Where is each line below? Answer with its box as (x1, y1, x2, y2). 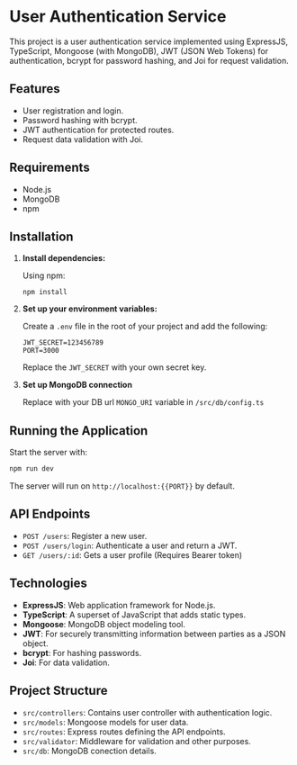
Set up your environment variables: (22, 303, 157, 314)
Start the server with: (9, 447, 88, 458)
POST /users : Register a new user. (22, 530, 148, 541)
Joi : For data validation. (22, 657, 111, 668)
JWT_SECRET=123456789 (22, 338, 103, 347)
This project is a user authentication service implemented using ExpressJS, (9, 36, 289, 47)
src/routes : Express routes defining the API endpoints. (22, 726, 227, 737)
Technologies (9, 576, 88, 591)
